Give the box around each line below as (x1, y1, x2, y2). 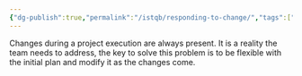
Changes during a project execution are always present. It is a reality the (9, 38, 278, 48)
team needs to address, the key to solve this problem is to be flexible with (9, 46, 282, 58)
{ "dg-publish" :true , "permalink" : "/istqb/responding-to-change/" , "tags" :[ (9, 13, 292, 22)
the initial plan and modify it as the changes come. (9, 56, 196, 67)
